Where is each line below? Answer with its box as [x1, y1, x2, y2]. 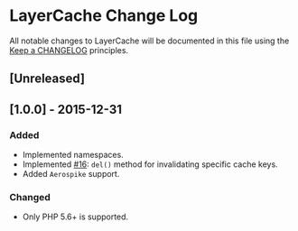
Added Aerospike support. [22, 169, 120, 180]
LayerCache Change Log [9, 5, 199, 26]
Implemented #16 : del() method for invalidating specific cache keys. [22, 159, 278, 170]
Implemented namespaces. [22, 150, 124, 161]
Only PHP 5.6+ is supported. [22, 211, 129, 222]
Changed [9, 190, 51, 203]
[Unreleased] [9, 71, 86, 87]
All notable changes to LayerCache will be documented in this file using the [9, 35, 290, 46]
